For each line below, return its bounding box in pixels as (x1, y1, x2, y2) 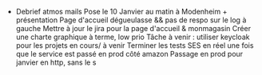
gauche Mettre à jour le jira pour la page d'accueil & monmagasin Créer (15, 24, 252, 33)
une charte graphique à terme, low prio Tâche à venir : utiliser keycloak (15, 32, 250, 41)
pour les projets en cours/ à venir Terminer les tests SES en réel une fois (15, 41, 254, 50)
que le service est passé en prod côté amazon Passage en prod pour (15, 49, 244, 58)
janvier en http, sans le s (15, 57, 97, 67)
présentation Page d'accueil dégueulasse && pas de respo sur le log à (15, 15, 247, 25)
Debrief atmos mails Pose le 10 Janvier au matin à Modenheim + (15, 7, 228, 16)
